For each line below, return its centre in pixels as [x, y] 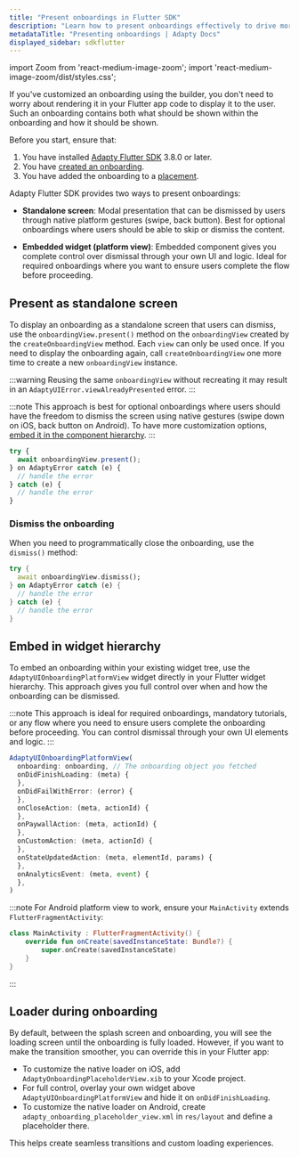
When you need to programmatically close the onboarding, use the [132, 543]
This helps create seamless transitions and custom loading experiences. [141, 1143]
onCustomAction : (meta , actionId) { [85, 841]
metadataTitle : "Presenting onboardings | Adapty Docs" [115, 34]
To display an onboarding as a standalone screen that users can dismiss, [142, 325]
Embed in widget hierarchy [85, 646]
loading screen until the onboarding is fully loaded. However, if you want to [147, 1042]
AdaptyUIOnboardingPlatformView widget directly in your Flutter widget [137, 677]
